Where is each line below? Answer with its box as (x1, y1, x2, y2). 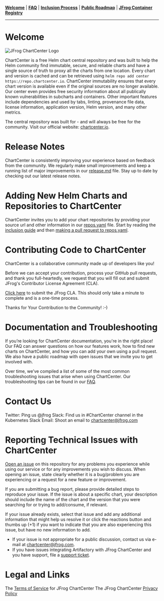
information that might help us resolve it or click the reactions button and (5, 516, 151, 522)
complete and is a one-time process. (5, 295, 79, 301)
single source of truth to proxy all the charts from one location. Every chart (5, 68, 155, 73)
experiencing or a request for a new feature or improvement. (5, 477, 127, 482)
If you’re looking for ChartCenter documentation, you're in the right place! (5, 338, 153, 344)
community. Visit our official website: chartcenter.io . (5, 124, 110, 130)
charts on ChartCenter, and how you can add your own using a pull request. (5, 348, 158, 354)
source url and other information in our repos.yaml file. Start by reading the (5, 222, 156, 228)
